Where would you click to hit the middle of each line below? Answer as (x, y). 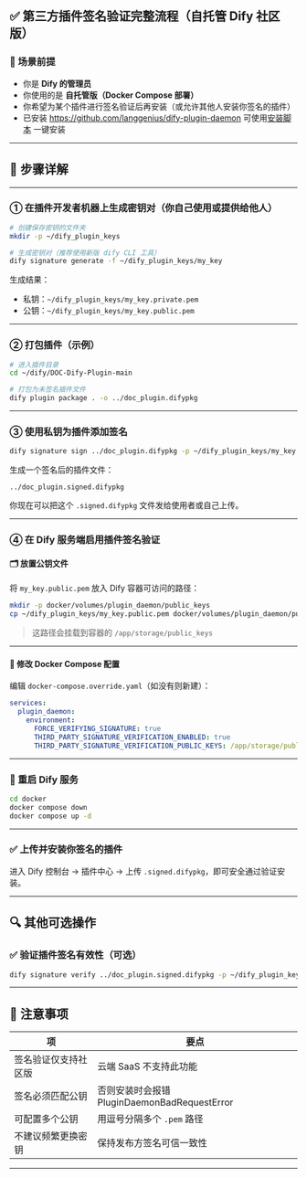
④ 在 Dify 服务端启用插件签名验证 (85, 540)
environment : (51, 720)
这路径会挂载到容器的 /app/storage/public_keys (122, 632)
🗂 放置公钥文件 (39, 563)
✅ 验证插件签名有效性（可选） (75, 955)
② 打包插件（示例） (55, 345)
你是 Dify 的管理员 (57, 83)
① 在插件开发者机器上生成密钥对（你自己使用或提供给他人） (143, 208)
